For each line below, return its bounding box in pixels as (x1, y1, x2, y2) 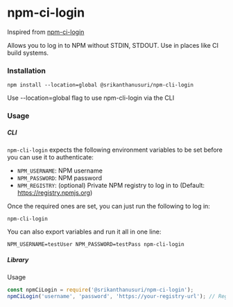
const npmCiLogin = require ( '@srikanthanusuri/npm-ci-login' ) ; (7, 286, 194, 294)
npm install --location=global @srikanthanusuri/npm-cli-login (7, 82, 194, 89)
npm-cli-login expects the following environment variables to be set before (7, 146, 223, 154)
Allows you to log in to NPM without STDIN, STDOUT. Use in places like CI (7, 41, 219, 49)
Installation (7, 66, 46, 76)
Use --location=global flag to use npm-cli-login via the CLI (7, 94, 175, 102)
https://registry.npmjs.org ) (17, 188, 93, 197)
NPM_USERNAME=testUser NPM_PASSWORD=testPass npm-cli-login (7, 241, 185, 248)
